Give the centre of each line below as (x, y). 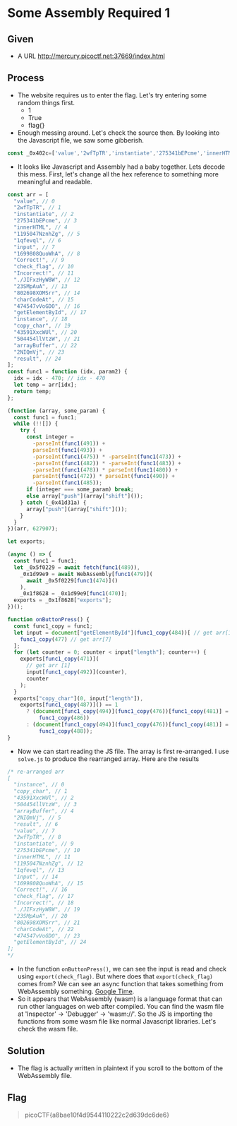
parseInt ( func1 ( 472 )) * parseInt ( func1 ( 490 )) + (104, 477)
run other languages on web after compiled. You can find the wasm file (121, 1007)
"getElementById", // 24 (50, 942)
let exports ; (26, 541)
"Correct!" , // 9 (39, 260)
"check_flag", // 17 (44, 897)
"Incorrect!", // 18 (44, 903)
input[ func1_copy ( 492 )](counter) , (77, 672)
